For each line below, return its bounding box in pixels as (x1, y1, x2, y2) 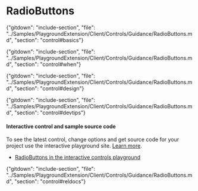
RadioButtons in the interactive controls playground (14, 154, 141, 161)
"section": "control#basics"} (14, 36, 84, 43)
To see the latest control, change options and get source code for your (6, 136, 180, 143)
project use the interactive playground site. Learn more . (6, 142, 143, 149)
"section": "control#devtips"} (14, 109, 86, 116)
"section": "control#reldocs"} (14, 178, 86, 185)
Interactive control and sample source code (6, 123, 116, 130)
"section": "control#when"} (14, 61, 81, 68)
